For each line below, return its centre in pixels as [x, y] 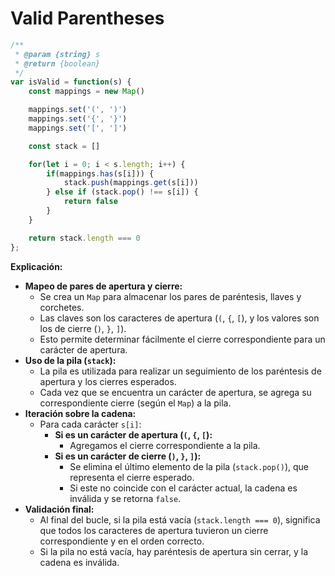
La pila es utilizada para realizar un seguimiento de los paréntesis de [180, 371]
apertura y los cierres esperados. [108, 381]
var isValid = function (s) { [71, 82]
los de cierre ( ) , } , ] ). [83, 328]
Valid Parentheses [87, 18]
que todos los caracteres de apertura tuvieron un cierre [154, 530]
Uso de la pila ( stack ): [70, 360]
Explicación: [36, 266]
